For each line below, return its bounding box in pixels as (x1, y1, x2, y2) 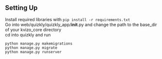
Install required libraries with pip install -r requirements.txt (5, 16, 130, 22)
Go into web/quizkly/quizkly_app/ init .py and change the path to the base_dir (5, 22, 157, 27)
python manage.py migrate (5, 45, 57, 50)
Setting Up (5, 4, 38, 12)
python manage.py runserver (5, 49, 62, 54)
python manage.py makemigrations (5, 41, 73, 46)
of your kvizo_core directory (5, 26, 62, 33)
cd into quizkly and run (5, 32, 51, 37)
